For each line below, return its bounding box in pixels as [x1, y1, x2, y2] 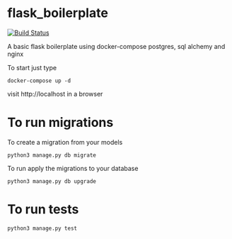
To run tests [7, 201, 79, 218]
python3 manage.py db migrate [7, 151, 97, 159]
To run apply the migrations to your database [7, 164, 139, 172]
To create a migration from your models [7, 138, 123, 146]
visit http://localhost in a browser [7, 89, 103, 98]
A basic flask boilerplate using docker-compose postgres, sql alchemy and [7, 42, 226, 50]
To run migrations [7, 115, 114, 130]
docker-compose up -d [7, 77, 71, 84]
